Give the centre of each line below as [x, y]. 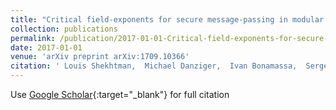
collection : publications [64, 29]
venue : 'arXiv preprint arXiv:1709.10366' [100, 57]
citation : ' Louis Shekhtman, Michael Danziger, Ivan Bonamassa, [154, 66]
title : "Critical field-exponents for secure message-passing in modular [167, 19]
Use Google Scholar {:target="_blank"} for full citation [120, 94]
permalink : [33, 38]
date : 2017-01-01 [46, 47]
